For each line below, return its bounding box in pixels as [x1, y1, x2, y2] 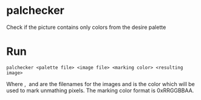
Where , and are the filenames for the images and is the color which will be [6, 80, 196, 87]
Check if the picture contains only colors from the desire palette [6, 23, 166, 31]
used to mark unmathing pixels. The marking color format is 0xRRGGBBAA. [6, 87, 194, 94]
